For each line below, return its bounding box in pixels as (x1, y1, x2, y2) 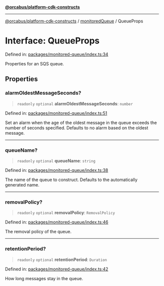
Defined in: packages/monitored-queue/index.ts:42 (5, 266, 108, 272)
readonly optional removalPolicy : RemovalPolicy (17, 210, 115, 216)
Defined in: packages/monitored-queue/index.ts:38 (5, 167, 108, 173)
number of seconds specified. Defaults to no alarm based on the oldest (5, 124, 148, 131)
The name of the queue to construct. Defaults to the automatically (5, 177, 138, 183)
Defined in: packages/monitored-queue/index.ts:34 (5, 51, 108, 57)
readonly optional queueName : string (17, 158, 96, 163)
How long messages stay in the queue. (5, 275, 83, 281)
